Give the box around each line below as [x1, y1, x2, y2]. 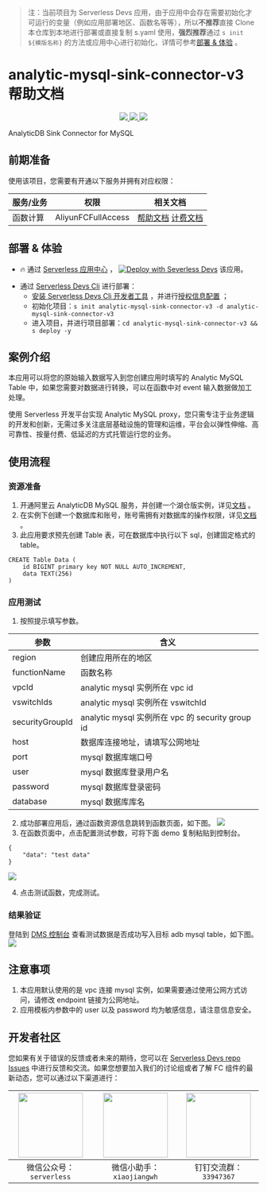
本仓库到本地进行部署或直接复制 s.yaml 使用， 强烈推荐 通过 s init [27, 28, 244, 37]
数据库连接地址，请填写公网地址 [80, 737, 200, 748]
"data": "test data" [22, 851, 91, 859]
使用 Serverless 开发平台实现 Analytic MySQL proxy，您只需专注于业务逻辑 [8, 409, 254, 420]
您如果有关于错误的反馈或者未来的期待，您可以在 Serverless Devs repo [8, 1053, 241, 1063]
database [12, 796, 48, 807]
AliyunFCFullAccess [55, 211, 130, 223]
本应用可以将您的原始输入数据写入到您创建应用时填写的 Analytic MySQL [8, 373, 244, 382]
